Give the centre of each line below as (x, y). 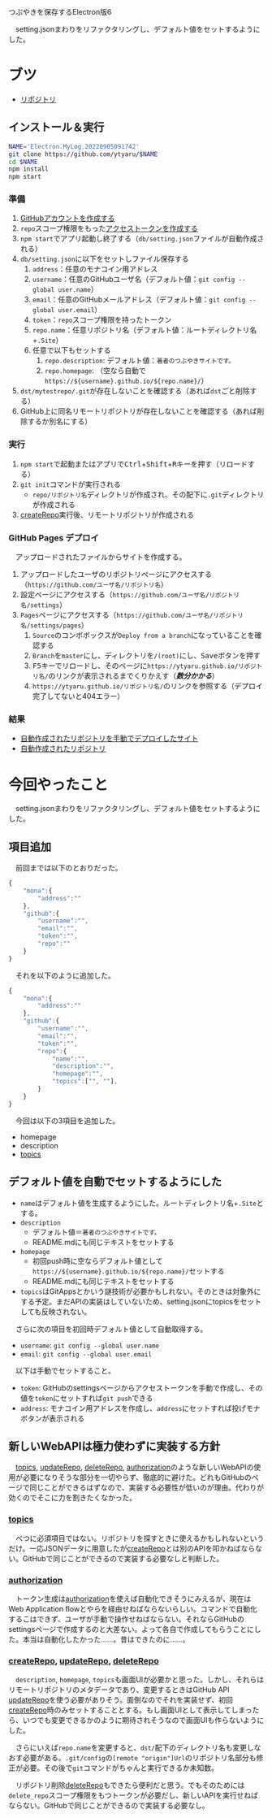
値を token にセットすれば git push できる (86, 1398)
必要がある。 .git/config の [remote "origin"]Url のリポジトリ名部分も (139, 1758)
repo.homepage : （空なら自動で (95, 371)
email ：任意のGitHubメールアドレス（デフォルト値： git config (139, 300)
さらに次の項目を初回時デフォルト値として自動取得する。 (111, 1329)
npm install (28, 169)
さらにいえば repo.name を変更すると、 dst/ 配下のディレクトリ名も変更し (134, 1748)
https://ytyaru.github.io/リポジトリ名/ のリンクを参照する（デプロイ (148, 686)
